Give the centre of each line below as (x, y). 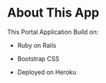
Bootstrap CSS (38, 58)
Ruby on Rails (37, 45)
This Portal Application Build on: (53, 32)
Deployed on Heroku (46, 72)
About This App (53, 13)
